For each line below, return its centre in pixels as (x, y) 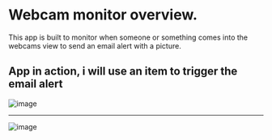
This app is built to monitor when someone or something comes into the (128, 37)
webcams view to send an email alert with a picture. (95, 45)
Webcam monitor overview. (103, 15)
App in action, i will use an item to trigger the (123, 72)
